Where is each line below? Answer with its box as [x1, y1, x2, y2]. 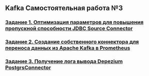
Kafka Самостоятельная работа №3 [5, 4, 123, 12]
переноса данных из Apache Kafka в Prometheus [5, 45, 130, 52]
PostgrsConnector [5, 64, 51, 71]
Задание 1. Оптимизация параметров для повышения [5, 19, 144, 26]
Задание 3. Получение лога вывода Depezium [5, 58, 123, 65]
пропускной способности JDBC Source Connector [5, 25, 133, 32]
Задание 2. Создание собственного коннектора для [5, 38, 139, 45]
